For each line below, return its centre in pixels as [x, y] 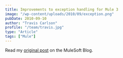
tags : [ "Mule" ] [20, 37]
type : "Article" [21, 32]
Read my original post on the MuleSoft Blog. [49, 50]
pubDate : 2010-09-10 [26, 18]
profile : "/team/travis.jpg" [35, 28]
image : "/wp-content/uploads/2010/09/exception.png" [60, 14]
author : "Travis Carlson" [31, 23]
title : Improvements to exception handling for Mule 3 [62, 9]
